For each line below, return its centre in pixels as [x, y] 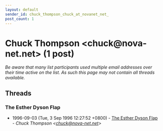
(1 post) [59, 53]
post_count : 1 [20, 19]
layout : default [22, 10]
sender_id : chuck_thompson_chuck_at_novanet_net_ [57, 14]
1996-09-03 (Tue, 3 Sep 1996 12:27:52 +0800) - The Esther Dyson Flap [85, 118]
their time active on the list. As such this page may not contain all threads [80, 72]
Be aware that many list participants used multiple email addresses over [79, 67]
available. [15, 78]
